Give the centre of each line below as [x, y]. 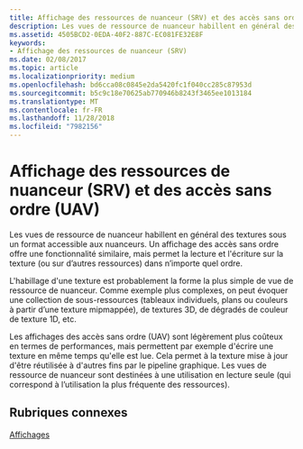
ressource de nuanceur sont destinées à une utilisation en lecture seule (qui [150, 374]
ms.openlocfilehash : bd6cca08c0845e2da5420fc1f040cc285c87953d [131, 85]
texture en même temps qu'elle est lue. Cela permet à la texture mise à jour [149, 355]
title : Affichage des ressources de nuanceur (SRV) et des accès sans [145, 18]
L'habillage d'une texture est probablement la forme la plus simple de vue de [151, 280]
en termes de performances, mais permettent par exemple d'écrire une [141, 346]
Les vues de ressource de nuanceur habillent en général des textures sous [148, 234]
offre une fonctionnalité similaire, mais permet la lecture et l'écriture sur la [147, 253]
